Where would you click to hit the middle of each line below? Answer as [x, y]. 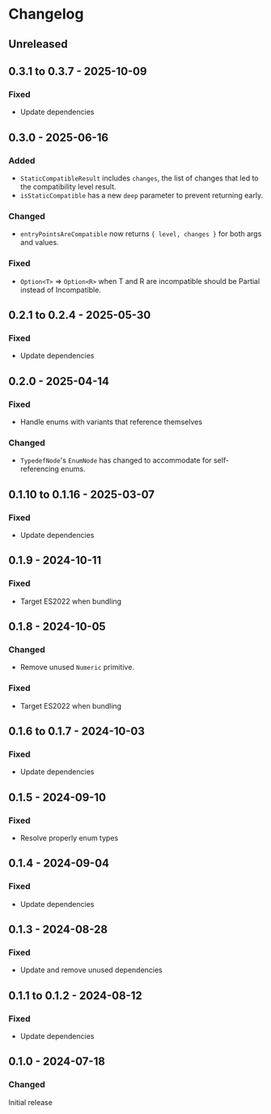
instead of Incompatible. [60, 290]
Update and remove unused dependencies [91, 970]
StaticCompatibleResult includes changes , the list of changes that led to [139, 178]
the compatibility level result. [68, 186]
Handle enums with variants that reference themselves [111, 421]
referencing [39, 469]
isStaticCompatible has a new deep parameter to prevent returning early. [142, 195]
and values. [39, 243]
